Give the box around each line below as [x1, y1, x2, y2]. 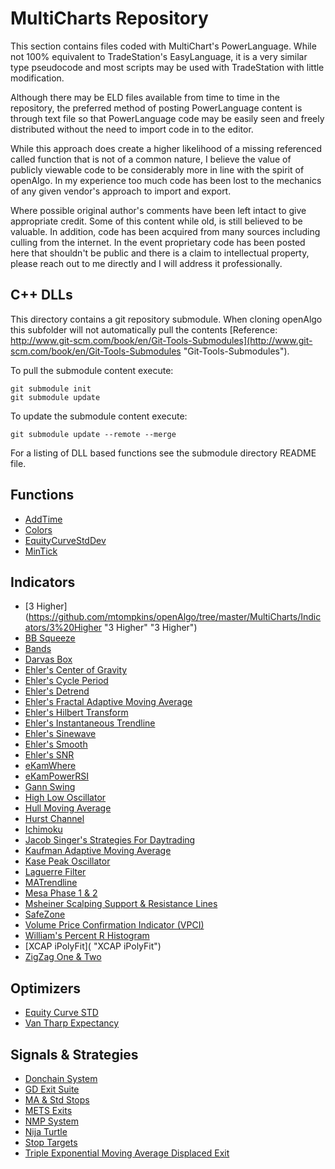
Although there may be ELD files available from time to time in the [10, 91, 280, 103]
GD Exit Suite [24, 1083, 80, 1095]
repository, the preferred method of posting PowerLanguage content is [10, 102, 303, 114]
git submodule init [10, 383, 92, 394]
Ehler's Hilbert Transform [24, 707, 129, 719]
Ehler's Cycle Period [24, 675, 109, 687]
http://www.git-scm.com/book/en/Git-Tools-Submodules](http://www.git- [10, 334, 313, 346]
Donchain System [24, 1073, 98, 1084]
